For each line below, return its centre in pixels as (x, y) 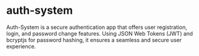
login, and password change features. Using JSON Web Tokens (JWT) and (99, 33)
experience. (21, 46)
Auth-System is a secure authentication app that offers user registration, (97, 27)
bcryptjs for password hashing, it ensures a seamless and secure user (94, 40)
